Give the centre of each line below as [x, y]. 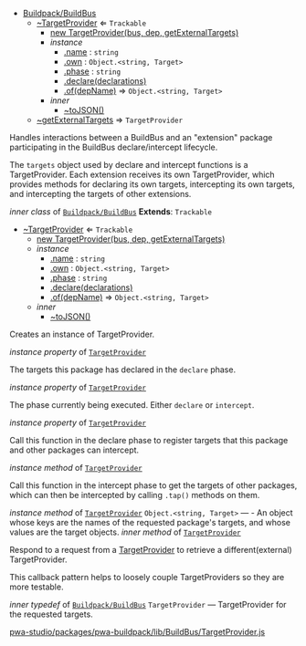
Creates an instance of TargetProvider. [82, 334]
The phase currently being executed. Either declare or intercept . [132, 405]
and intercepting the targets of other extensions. [100, 194]
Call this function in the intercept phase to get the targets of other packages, [153, 485]
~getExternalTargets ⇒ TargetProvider [110, 120]
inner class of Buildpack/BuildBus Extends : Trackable [111, 212]
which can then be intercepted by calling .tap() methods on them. [135, 495]
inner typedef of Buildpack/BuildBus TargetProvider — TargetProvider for [148, 604]
